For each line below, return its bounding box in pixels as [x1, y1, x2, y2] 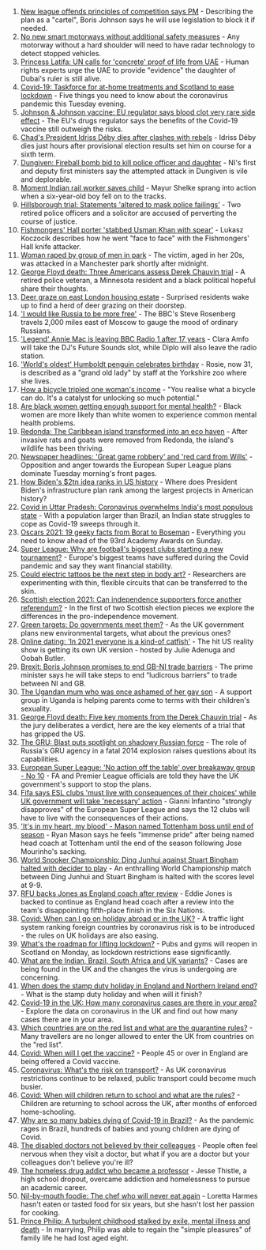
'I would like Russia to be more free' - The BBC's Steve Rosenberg [20, 309, 236, 319]
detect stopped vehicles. [20, 49, 102, 58]
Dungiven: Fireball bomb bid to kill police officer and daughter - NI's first [20, 158, 257, 167]
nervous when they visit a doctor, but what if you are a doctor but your [20, 1150, 250, 1158]
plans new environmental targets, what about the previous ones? [20, 629, 231, 637]
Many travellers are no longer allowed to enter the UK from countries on [20, 1032, 255, 1040]
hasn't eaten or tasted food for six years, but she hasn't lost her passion [20, 1199, 255, 1209]
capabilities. [20, 754, 60, 764]
